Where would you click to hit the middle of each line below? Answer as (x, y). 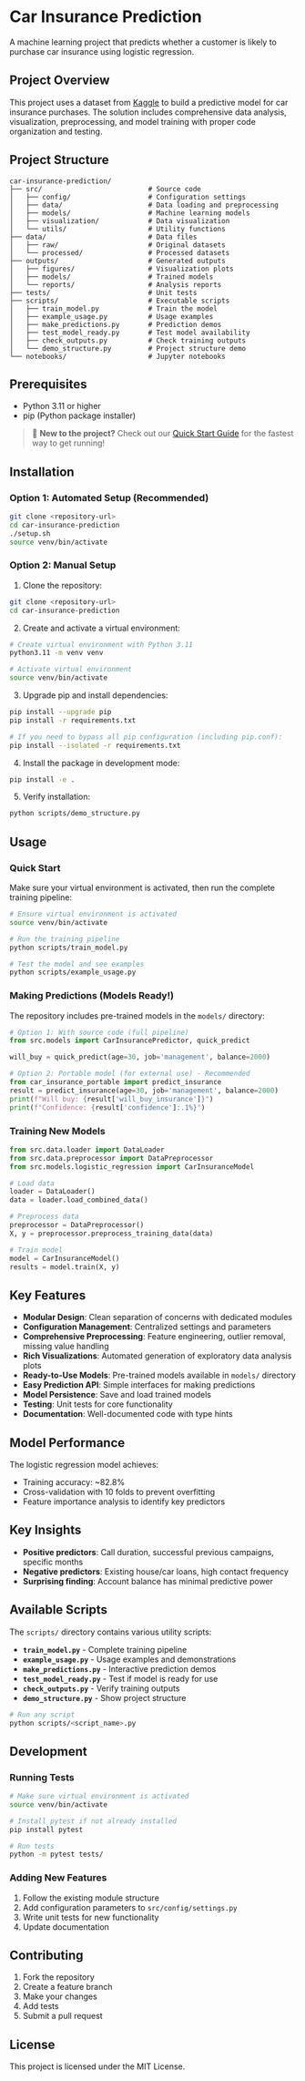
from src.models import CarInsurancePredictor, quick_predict (130, 1040)
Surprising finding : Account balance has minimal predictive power (148, 1581)
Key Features (48, 1295)
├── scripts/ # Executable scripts (120, 301)
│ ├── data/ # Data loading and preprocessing (144, 205)
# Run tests (32, 1846)
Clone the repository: (62, 585)
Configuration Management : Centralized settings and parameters (147, 1327)
